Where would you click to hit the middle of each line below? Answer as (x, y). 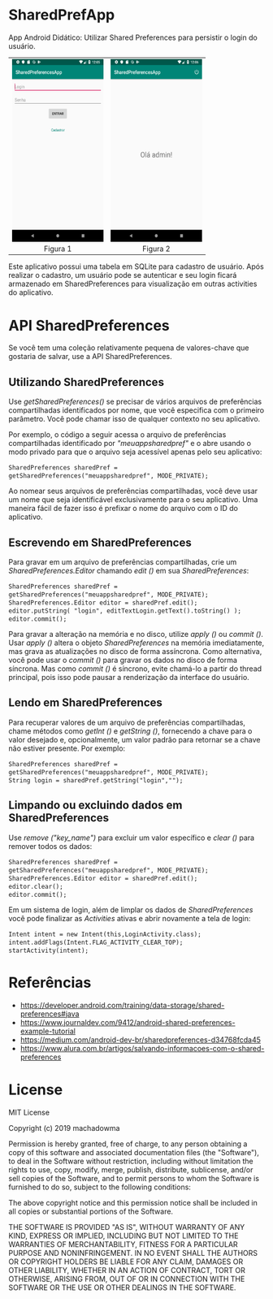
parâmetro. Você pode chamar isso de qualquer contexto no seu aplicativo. (134, 419)
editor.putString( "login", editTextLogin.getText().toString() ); (125, 611)
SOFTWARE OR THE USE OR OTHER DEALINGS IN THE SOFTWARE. (122, 1287)
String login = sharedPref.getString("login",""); (96, 780)
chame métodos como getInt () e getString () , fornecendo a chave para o (130, 731)
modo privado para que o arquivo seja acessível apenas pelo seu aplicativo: (135, 452)
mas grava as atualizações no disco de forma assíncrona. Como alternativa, (135, 651)
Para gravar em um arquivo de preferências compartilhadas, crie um (123, 562)
